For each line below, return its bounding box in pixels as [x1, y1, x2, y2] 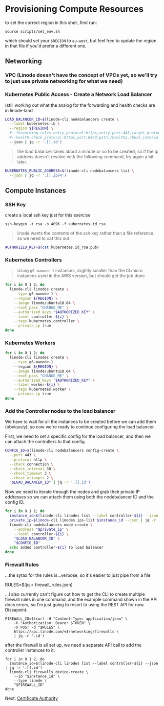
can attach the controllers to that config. [5, 439, 86, 445]
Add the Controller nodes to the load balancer [5, 407, 116, 414]
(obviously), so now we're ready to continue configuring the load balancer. [5, 424, 155, 430]
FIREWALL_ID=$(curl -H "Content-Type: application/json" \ [5, 616, 128, 621]
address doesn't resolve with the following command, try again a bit [17, 153, 154, 160]
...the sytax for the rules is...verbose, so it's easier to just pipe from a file [5, 572, 151, 578]
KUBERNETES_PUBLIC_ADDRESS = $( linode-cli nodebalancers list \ [5, 168, 134, 173]
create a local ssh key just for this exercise [5, 212, 91, 218]
